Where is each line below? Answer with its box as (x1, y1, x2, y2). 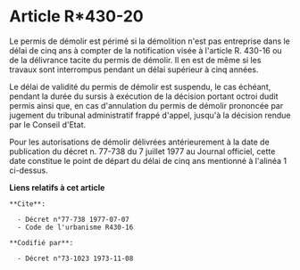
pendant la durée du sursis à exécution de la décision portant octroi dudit (9, 91, 279, 102)
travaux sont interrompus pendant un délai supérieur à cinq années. (9, 64, 259, 75)
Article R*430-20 (9, 6, 145, 27)
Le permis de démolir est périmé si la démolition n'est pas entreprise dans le (9, 36, 290, 46)
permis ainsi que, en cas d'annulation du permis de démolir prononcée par (9, 100, 284, 110)
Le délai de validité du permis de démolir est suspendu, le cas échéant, (9, 81, 271, 92)
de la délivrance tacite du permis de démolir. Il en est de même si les (9, 54, 262, 65)
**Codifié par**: (9, 238, 74, 247)
